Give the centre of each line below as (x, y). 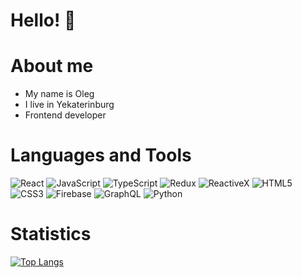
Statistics (51, 234)
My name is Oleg (59, 94)
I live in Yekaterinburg (69, 105)
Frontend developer (65, 115)
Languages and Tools (101, 155)
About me (52, 66)
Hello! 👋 (43, 20)
